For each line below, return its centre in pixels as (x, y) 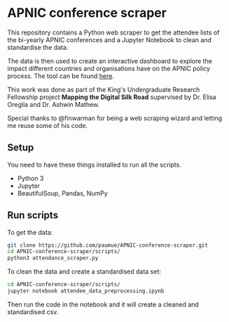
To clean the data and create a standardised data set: (84, 271)
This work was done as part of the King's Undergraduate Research (104, 89)
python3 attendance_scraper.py (53, 258)
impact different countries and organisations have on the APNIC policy (109, 68)
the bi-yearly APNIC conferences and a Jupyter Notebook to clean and (110, 39)
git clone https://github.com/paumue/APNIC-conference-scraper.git (108, 245)
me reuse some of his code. (48, 125)
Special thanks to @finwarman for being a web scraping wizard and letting (115, 118)
